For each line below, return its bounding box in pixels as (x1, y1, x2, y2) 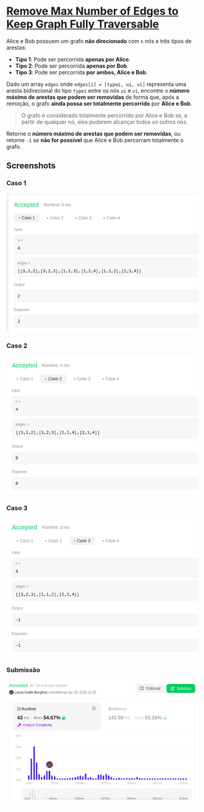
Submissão (6, 666, 41, 674)
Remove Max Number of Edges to (6, 4, 178, 18)
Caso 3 (6, 504, 28, 512)
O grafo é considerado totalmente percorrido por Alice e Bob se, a (21, 112, 188, 119)
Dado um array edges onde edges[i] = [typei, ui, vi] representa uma (6, 80, 187, 88)
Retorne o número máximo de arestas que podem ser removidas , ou (6, 130, 181, 137)
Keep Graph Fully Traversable (6, 17, 160, 31)
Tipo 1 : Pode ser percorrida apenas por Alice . (15, 55, 131, 63)
